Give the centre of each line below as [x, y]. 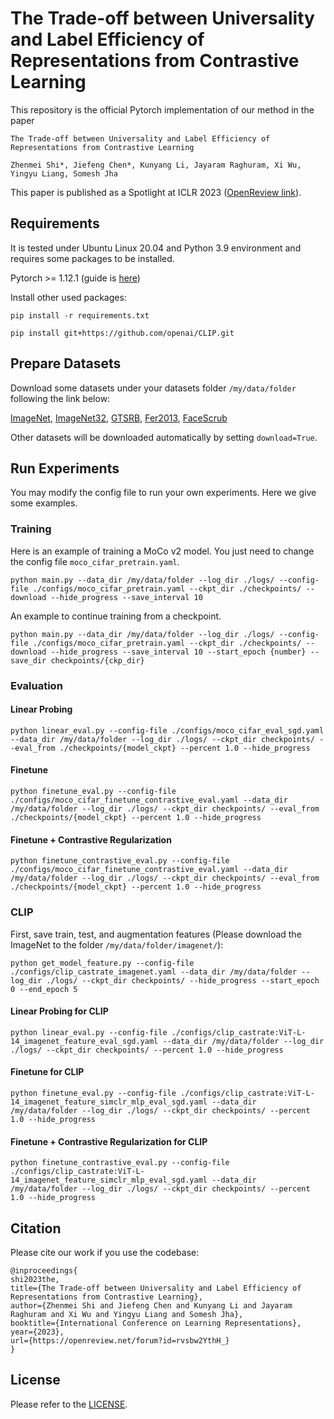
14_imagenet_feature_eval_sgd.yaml [84, 1041]
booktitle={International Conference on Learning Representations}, [156, 1323]
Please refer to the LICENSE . [69, 1404]
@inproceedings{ [44, 1270]
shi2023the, [35, 1279]
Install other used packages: [68, 297]
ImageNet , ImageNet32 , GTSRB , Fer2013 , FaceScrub [119, 418]
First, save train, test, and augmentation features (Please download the [156, 934]
